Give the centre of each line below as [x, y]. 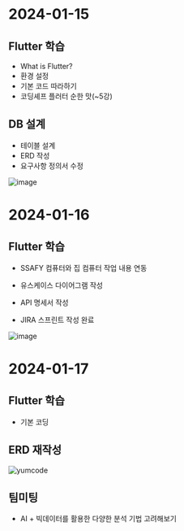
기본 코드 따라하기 [48, 86]
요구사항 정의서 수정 [51, 165]
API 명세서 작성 [44, 302]
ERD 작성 [35, 155]
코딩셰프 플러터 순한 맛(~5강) [66, 96]
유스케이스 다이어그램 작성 [62, 285]
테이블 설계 [38, 145]
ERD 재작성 [35, 450]
